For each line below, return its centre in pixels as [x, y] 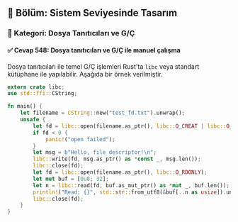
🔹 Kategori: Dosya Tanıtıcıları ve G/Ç [71, 33]
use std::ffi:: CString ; [42, 94]
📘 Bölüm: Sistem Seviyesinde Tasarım [92, 13]
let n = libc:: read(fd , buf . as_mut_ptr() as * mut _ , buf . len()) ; [131, 185]
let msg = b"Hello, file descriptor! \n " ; [95, 152]
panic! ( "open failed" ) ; [80, 139]
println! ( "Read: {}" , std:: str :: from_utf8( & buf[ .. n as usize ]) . [130, 192]
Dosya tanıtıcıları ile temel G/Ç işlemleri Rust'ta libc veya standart [103, 66]
